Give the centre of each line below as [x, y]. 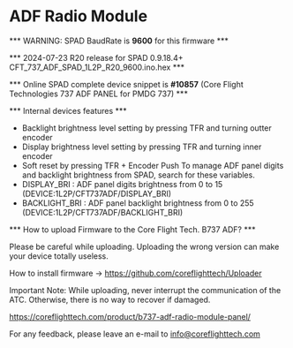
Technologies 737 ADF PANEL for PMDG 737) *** [98, 94]
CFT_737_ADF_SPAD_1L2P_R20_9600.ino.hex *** [97, 67]
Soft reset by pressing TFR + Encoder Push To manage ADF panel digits [153, 165]
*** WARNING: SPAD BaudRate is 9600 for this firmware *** [119, 41]
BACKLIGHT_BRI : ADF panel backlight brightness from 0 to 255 [138, 203]
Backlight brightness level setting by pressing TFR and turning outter [146, 128]
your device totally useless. [59, 256]
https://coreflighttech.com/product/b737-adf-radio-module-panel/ [130, 316]
